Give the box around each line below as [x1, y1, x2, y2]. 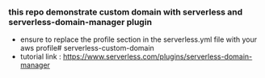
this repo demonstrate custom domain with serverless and [8, 6, 243, 18]
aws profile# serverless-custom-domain [19, 43, 155, 53]
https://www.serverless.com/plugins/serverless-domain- [63, 51, 253, 62]
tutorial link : [19, 51, 62, 62]
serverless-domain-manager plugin [8, 16, 152, 27]
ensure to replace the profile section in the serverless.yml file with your [19, 35, 257, 44]
